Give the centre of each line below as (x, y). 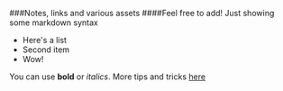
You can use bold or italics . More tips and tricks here (107, 77)
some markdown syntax (54, 23)
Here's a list (45, 40)
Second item (46, 50)
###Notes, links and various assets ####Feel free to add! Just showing (142, 13)
